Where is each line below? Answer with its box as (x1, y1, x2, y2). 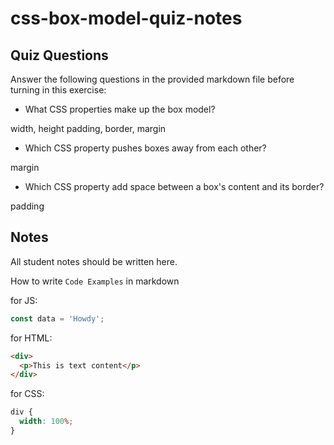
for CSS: (10, 388, 45, 400)
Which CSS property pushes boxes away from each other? (24, 142, 267, 154)
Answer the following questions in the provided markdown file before (10, 73, 295, 85)
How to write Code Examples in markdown (10, 275, 180, 287)
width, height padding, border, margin (10, 123, 167, 134)
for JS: (10, 294, 38, 306)
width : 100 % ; (19, 417, 74, 427)
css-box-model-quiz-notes (10, 7, 243, 30)
